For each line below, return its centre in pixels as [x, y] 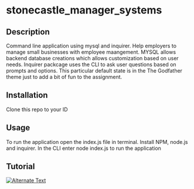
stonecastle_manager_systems [84, 10]
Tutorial [21, 166]
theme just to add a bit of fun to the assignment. [64, 77]
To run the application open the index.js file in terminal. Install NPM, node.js [97, 142]
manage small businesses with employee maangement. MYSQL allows [91, 52]
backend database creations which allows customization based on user [92, 58]
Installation [27, 95]
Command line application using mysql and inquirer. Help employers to [91, 46]
